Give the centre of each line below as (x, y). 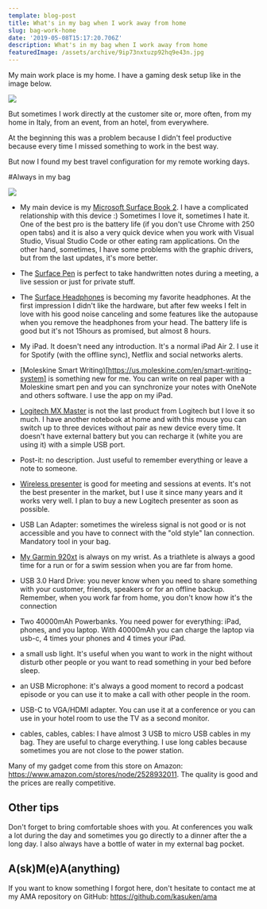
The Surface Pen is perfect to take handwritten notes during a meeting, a (139, 273)
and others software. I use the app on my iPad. (96, 395)
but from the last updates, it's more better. (89, 258)
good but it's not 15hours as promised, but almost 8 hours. (115, 331)
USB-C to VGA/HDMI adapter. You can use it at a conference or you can (137, 710)
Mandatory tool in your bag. (65, 542)
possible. (35, 509)
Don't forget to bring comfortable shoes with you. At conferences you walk (131, 826)
